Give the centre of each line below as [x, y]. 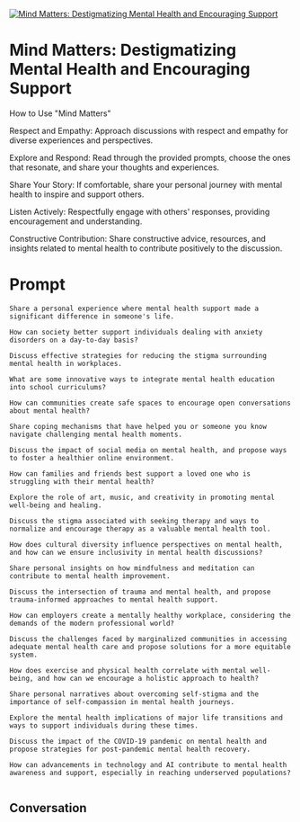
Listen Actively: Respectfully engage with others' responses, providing [140, 211]
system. [24, 655]
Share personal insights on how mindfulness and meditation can [132, 568]
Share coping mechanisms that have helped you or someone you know [138, 426]
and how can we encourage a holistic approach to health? [148, 678]
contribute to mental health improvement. [90, 576]
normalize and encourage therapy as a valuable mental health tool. [140, 529]
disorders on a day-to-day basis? [74, 340]
